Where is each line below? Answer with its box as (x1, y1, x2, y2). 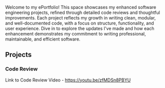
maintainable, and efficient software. (5, 36, 81, 42)
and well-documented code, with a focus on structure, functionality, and (5, 20, 154, 26)
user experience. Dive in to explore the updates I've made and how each (5, 25, 154, 31)
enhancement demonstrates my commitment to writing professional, (5, 31, 146, 36)
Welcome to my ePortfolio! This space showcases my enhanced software (5, 4, 156, 10)
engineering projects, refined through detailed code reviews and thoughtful (5, 9, 160, 15)
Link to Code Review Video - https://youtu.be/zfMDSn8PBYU (5, 77, 131, 83)
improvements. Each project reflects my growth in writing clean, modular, (5, 15, 156, 20)
